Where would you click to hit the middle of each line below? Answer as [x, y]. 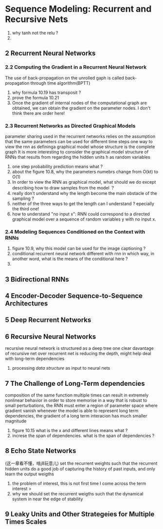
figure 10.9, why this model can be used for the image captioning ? [79, 248]
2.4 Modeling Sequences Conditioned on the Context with [75, 231]
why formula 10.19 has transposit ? [46, 92]
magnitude [16, 421]
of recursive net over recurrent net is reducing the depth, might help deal [78, 354]
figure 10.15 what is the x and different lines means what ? [70, 431]
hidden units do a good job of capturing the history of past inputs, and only [80, 469]
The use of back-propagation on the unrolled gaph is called [64, 78]
